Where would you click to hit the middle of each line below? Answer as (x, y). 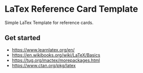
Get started (23, 38)
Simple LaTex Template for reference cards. (49, 23)
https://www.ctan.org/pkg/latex (44, 65)
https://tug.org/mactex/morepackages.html (56, 60)
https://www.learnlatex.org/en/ (43, 49)
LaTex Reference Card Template (71, 9)
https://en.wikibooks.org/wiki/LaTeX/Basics (56, 55)
